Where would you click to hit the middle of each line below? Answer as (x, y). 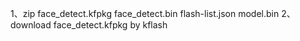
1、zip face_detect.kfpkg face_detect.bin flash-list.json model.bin (145, 13)
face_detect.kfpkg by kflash (110, 25)
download (31, 25)
